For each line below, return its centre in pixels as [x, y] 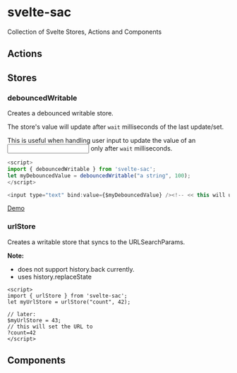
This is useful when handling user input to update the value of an [102, 141]
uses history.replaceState [54, 277]
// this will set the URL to [50, 327]
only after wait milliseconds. [132, 148]
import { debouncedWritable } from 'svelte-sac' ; [82, 169]
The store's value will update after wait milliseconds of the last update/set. [116, 127]
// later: [22, 314]
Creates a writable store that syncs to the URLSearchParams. [96, 242]
